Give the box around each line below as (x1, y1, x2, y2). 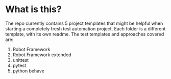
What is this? (5, 4, 62, 15)
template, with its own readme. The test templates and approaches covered (5, 31, 164, 37)
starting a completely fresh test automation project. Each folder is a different (5, 25, 166, 31)
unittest (12, 57, 29, 63)
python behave (12, 67, 45, 74)
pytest (12, 62, 27, 68)
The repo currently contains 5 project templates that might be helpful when (5, 20, 163, 26)
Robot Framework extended (12, 52, 71, 58)
